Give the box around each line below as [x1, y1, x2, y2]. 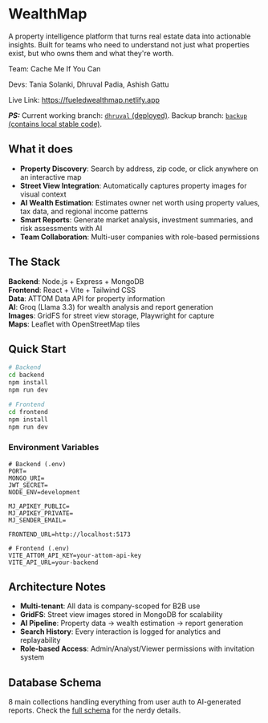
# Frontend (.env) [8, 544, 70, 552]
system [19, 652, 45, 662]
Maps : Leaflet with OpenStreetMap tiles [8, 319, 140, 329]
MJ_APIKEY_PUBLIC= [8, 502, 70, 510]
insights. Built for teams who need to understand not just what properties [8, 39, 250, 49]
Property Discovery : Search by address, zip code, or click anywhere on [19, 164, 258, 173]
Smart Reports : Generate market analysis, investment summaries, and [19, 214, 254, 225]
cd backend [8, 371, 45, 380]
